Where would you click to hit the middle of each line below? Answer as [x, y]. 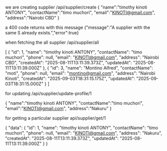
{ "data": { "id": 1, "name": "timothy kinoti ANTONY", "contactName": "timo [82, 128]
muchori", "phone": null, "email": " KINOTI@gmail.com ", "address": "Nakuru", [84, 133]
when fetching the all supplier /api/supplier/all [52, 42]
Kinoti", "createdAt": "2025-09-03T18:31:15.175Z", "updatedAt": [70, 78]
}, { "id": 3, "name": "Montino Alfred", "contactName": [98, 68]
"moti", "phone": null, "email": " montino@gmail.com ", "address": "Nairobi [80, 73]
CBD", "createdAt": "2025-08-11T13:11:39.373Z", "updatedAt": [69, 63]
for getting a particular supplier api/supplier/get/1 [56, 118]
